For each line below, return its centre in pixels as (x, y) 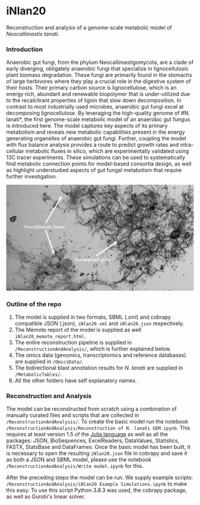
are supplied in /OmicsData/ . (49, 362)
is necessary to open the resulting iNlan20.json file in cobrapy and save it (97, 453)
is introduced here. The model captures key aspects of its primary (87, 126)
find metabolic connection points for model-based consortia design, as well (99, 164)
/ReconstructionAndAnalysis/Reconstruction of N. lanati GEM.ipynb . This (98, 428)
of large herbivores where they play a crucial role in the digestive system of (99, 81)
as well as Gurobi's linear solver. (46, 497)
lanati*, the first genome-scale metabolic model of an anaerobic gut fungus (98, 119)
